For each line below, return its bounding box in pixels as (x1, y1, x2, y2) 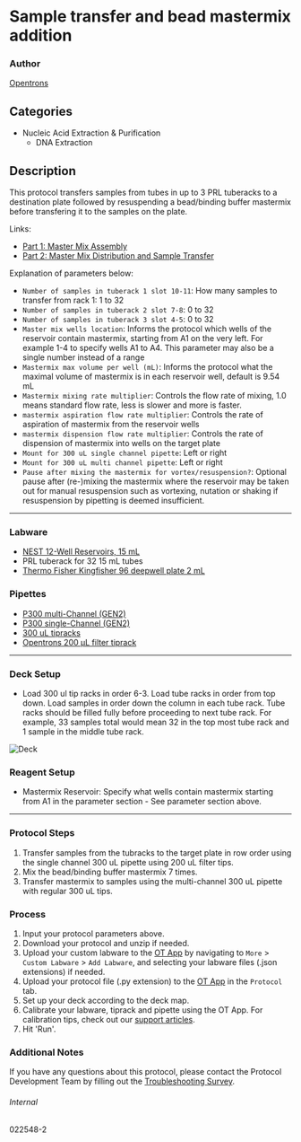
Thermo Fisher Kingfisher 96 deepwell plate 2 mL (21, 566, 206, 576)
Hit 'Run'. (21, 1023, 56, 1034)
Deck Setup (9, 667, 61, 680)
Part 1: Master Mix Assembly (21, 241, 128, 252)
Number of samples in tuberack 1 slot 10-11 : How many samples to (21, 285, 278, 296)
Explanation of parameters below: (9, 268, 134, 279)
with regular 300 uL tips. (21, 885, 114, 896)
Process (9, 908, 47, 920)
